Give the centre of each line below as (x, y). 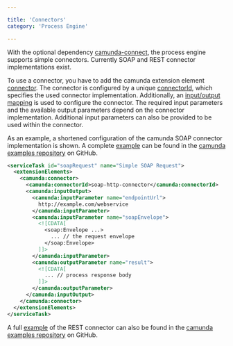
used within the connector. (45, 124)
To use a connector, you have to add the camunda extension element (106, 80)
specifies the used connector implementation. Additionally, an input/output (114, 95)
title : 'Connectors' (37, 19)
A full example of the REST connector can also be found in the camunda (110, 327)
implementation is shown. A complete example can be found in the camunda (116, 145)
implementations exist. (39, 67)
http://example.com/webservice (83, 204)
